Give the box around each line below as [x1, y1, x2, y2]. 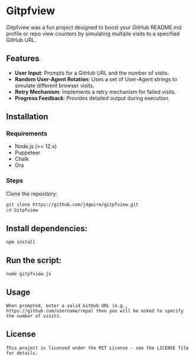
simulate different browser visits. [14, 82, 95, 89]
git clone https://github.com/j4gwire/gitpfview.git [6, 202, 139, 207]
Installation [6, 111, 48, 122]
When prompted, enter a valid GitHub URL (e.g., [6, 302, 128, 309]
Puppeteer [14, 149, 41, 156]
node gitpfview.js [6, 271, 51, 277]
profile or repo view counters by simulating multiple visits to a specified [6, 30, 180, 37]
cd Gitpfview [6, 207, 38, 213]
